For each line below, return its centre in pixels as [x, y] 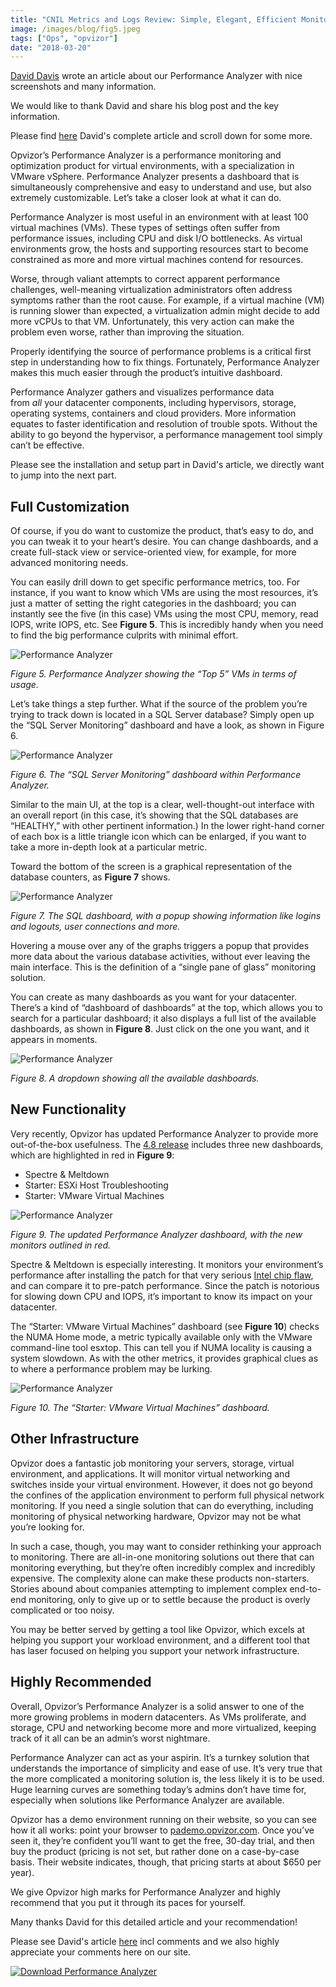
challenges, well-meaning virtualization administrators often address [151, 290]
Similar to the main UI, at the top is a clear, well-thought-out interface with [162, 805]
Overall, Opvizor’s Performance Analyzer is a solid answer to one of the [157, 1706]
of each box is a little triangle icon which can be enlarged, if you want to [158, 837]
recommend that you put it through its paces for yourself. [128, 1902]
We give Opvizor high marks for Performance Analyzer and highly [145, 1892]
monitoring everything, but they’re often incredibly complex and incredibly [163, 1567]
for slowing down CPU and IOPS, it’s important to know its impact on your [161, 1296]
